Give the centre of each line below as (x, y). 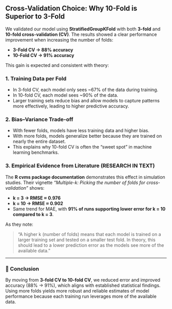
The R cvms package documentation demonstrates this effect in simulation (85, 177)
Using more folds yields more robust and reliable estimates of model (77, 291)
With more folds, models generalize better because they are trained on (87, 136)
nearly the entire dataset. (39, 141)
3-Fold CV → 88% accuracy (43, 50)
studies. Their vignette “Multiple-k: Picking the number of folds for (75, 183)
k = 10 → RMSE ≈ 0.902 (38, 203)
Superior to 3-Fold (35, 17)
